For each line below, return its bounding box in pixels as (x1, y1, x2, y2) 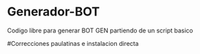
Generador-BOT (7, 4, 100, 20)
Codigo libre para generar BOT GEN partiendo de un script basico (7, 26, 194, 34)
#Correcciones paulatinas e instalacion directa (7, 39, 139, 47)
